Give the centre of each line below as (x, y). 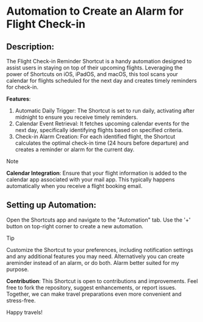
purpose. (18, 269)
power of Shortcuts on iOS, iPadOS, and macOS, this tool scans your (92, 74)
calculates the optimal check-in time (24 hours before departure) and (102, 143)
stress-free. (21, 300)
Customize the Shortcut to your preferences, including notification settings (100, 250)
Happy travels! (25, 312)
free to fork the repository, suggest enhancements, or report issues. (91, 287)
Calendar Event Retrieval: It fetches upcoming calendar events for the (102, 124)
